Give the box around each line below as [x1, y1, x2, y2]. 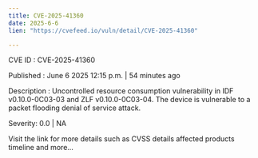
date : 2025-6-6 [8, 19, 59, 27]
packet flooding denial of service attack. [8, 103, 141, 113]
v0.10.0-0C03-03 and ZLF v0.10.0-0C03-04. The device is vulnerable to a [8, 95, 251, 105]
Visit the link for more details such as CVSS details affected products [8, 134, 235, 144]
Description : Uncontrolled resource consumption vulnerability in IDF [8, 86, 234, 96]
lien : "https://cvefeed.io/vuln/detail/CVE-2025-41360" [8, 26, 198, 34]
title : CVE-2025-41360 [8, 11, 84, 20]
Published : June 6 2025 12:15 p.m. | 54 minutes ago [8, 71, 181, 81]
